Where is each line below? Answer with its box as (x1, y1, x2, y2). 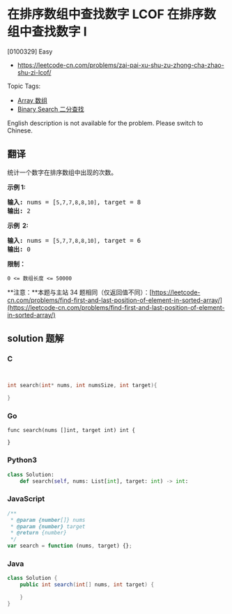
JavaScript (7, 494, 45, 504)
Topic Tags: (7, 82, 41, 90)
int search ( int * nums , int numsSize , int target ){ (7, 382, 157, 389)
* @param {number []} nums (10, 516, 86, 523)
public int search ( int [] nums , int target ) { (20, 581, 155, 588)
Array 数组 (17, 96, 47, 105)
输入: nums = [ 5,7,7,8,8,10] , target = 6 (7, 237, 141, 244)
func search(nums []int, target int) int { (7, 427, 136, 434)
